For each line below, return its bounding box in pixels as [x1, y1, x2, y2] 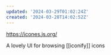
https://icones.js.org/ [6, 30, 58, 37]
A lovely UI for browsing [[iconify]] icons [6, 42, 105, 49]
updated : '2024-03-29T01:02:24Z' [6, 8, 89, 15]
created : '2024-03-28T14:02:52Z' [6, 14, 89, 20]
